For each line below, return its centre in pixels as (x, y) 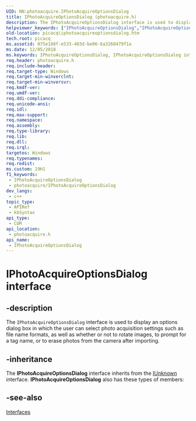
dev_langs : (19, 191)
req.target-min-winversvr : (39, 82)
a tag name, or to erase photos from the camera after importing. (83, 341)
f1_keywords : (22, 175)
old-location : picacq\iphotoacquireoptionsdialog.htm (73, 33)
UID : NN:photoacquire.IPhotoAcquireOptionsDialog (68, 11)
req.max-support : (27, 115)
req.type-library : (28, 131)
